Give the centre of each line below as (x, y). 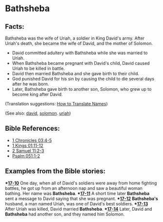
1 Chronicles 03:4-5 (32, 140)
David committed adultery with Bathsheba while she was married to (80, 53)
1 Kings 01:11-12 (28, 145)
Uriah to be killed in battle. (38, 68)
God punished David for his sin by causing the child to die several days (83, 79)
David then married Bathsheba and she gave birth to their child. (76, 73)
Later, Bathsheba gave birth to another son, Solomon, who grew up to (82, 89)
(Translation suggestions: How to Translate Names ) (56, 104)
